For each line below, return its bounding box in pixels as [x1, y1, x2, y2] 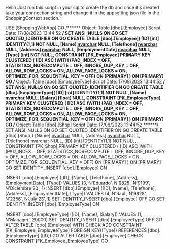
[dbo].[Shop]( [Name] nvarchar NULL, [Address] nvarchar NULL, [5, 133, 141, 138]
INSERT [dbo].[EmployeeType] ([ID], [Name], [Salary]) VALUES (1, [5, 211, 143, 217]
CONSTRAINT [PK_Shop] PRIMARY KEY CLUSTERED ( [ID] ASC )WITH [5, 143, 153, 149]
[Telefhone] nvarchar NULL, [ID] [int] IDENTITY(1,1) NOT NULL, [5, 138, 137, 144]
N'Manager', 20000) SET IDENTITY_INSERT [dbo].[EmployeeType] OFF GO [5, 217, 162, 222]
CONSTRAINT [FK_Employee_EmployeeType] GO [5, 238, 108, 244]
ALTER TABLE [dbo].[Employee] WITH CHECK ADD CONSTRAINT [5, 222, 142, 228]
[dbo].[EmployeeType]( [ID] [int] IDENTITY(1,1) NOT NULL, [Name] [5, 90, 146, 95]
